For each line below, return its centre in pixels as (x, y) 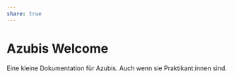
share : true (24, 14)
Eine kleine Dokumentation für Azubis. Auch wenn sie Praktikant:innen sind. (117, 68)
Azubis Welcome (58, 48)
